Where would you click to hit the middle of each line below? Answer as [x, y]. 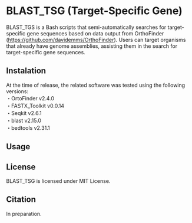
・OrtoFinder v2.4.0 [30, 98]
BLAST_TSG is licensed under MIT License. [58, 181]
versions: [17, 91]
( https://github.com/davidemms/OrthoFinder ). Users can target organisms [96, 40]
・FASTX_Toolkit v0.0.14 [35, 106]
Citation [21, 200]
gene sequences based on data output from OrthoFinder [95, 33]
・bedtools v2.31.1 [28, 127]
